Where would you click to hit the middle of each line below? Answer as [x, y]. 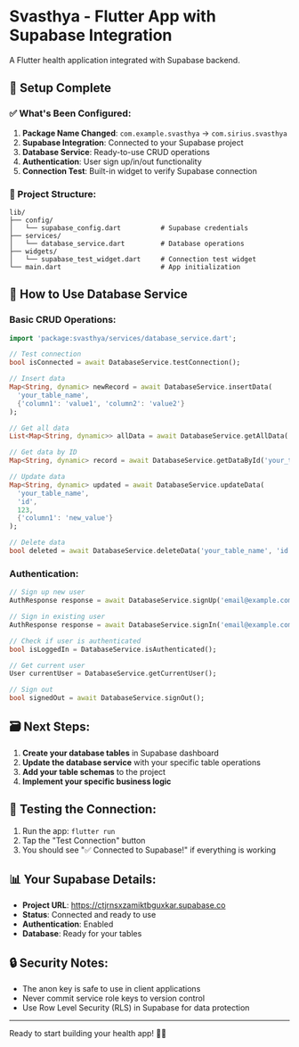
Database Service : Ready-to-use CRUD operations [116, 152]
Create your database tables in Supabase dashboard [121, 753]
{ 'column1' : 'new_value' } [65, 518]
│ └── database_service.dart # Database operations [127, 243]
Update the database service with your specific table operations [141, 762]
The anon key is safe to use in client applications [111, 989]
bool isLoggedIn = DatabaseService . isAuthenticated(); [113, 649]
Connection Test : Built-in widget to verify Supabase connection [140, 170]
